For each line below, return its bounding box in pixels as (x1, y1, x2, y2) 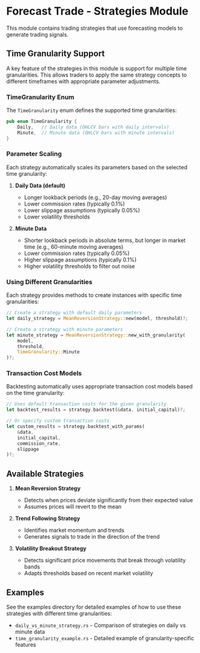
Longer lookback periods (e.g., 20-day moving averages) (24, 194, 167, 201)
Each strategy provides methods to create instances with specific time (6, 292, 182, 299)
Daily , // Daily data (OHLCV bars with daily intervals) (17, 124, 170, 130)
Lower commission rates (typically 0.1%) (24, 200, 125, 208)
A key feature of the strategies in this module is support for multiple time (6, 65, 187, 72)
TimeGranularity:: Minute (17, 349, 80, 355)
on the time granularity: (6, 389, 65, 397)
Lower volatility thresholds (24, 213, 90, 220)
